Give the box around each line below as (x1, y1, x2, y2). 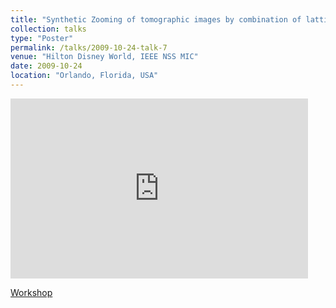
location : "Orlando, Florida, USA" (10, 71, 159, 81)
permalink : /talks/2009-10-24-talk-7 (10, 42, 168, 53)
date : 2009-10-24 (10, 61, 83, 71)
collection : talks (10, 24, 87, 34)
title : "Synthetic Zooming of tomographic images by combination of (10, 14, 302, 25)
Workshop (10, 286, 53, 298)
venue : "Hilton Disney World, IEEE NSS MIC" (10, 52, 199, 62)
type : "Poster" (10, 33, 74, 43)
